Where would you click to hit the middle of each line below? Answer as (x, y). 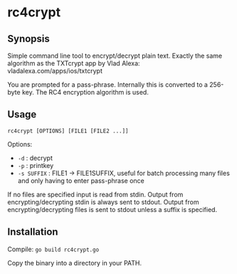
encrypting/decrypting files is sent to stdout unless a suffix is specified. (112, 209)
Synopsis (28, 39)
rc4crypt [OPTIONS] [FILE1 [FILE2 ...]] (68, 131)
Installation (33, 232)
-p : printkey (36, 165)
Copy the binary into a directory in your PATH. (75, 263)
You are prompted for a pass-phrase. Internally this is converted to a (108, 85)
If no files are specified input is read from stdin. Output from (95, 194)
